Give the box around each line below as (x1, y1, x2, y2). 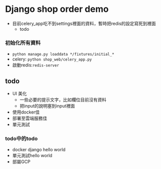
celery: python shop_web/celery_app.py (12, 56, 92, 62)
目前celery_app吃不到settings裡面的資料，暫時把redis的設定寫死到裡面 (12, 20, 157, 26)
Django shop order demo (5, 3, 109, 15)
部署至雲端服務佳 (12, 115, 47, 121)
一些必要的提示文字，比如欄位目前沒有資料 (19, 97, 107, 103)
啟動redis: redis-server (12, 62, 59, 68)
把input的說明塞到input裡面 (19, 103, 75, 109)
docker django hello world (12, 147, 66, 153)
